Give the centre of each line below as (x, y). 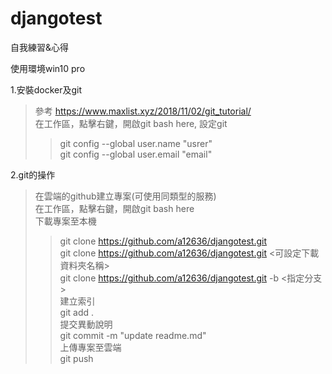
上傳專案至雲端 (90, 347)
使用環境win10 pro (48, 68)
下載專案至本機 (65, 221)
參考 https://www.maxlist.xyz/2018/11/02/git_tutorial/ (143, 111)
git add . (77, 312)
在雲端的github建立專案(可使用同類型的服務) (125, 196)
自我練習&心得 (40, 47)
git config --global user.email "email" (136, 154)
